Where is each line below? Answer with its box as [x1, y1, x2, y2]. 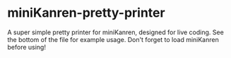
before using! [7, 43, 46, 51]
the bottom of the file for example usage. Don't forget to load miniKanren [7, 35, 219, 43]
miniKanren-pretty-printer [7, 5, 165, 21]
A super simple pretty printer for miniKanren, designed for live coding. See [7, 28, 224, 36]
